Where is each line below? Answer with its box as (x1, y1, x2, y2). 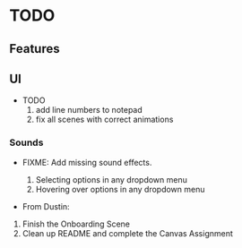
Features (9, 41, 60, 56)
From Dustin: (22, 201, 70, 211)
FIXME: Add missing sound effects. (22, 157, 152, 167)
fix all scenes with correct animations (35, 114, 174, 125)
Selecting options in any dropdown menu (35, 174, 188, 184)
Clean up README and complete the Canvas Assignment (22, 227, 233, 238)
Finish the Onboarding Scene (22, 218, 130, 229)
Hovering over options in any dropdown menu (35, 184, 205, 194)
